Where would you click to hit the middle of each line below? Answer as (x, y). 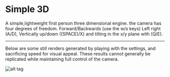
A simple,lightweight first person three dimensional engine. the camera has (83, 23)
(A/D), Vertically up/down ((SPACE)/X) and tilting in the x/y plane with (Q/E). (84, 34)
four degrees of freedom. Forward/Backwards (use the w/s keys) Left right (83, 28)
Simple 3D (27, 9)
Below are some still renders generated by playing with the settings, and (80, 48)
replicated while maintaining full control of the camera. (62, 59)
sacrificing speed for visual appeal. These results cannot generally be (78, 53)
